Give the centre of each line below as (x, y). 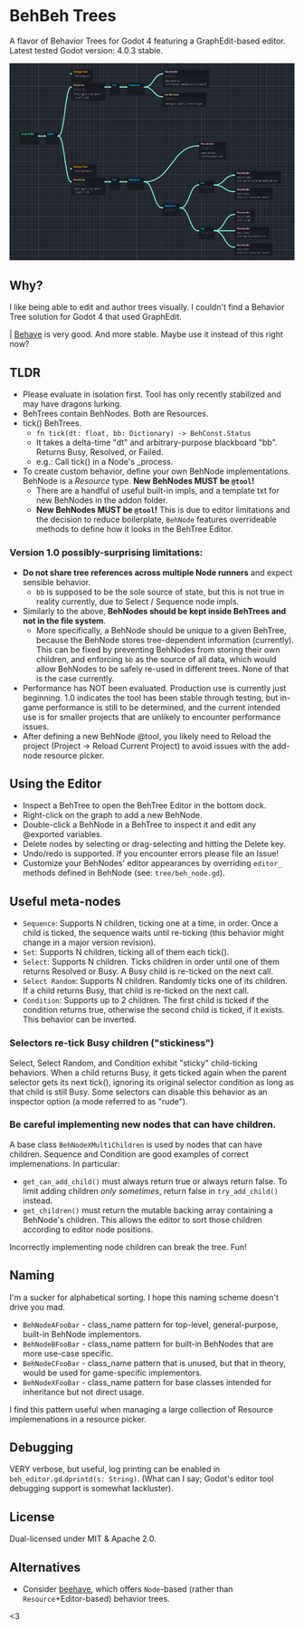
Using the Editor (56, 783)
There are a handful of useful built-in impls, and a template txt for (158, 491)
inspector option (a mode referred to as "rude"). (99, 1101)
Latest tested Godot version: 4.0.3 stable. (86, 50)
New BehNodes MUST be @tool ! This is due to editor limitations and (163, 510)
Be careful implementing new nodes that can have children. (143, 1124)
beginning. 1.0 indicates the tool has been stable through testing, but (150, 698)
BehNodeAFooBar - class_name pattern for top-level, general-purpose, (150, 1325)
